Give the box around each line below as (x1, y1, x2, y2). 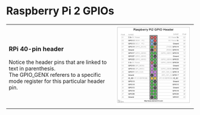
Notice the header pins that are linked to (8, 58, 107, 66)
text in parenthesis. (8, 64, 55, 72)
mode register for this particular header (8, 77, 105, 85)
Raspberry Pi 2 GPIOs (6, 4, 115, 18)
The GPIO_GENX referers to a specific (8, 71, 101, 78)
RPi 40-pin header (8, 45, 64, 53)
